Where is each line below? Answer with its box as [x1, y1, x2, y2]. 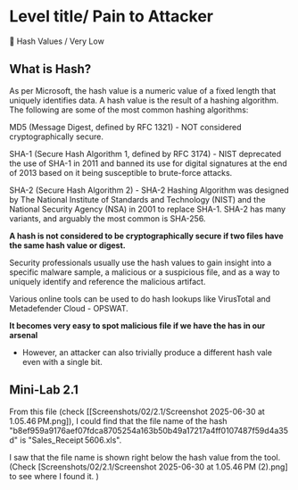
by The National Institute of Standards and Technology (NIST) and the [9, 194, 266, 204]
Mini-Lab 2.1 [9, 382, 79, 398]
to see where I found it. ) [9, 470, 100, 481]
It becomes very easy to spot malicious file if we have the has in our [9, 320, 266, 331]
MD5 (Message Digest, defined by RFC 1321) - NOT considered [9, 121, 242, 132]
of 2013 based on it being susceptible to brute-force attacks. [9, 167, 233, 178]
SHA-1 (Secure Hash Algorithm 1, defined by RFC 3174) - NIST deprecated [9, 148, 282, 159]
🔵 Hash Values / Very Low [9, 36, 104, 46]
